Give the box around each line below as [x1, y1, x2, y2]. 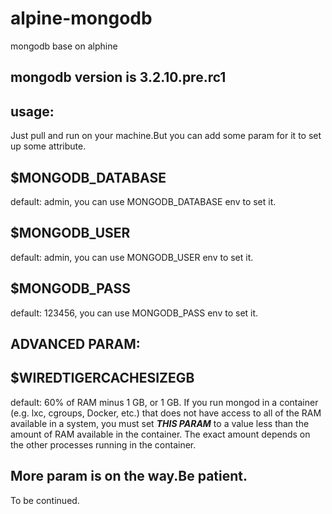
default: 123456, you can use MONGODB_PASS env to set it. [10, 307, 259, 319]
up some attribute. [10, 140, 87, 152]
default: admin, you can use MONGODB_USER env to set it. [10, 251, 254, 263]
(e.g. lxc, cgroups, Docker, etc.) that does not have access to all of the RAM [10, 407, 322, 419]
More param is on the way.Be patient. [10, 468, 248, 485]
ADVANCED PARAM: [10, 335, 141, 352]
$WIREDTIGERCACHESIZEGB [10, 370, 195, 387]
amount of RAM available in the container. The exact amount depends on [10, 428, 311, 440]
